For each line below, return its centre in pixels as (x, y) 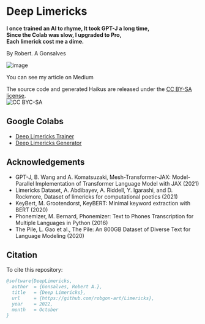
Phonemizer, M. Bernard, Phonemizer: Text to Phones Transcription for (104, 216)
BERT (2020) (32, 210)
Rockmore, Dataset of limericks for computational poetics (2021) (97, 196)
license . (16, 95)
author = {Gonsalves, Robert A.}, (57, 287)
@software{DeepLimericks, (39, 281)
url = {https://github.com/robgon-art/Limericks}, (83, 298)
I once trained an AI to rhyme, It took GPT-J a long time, (78, 28)
